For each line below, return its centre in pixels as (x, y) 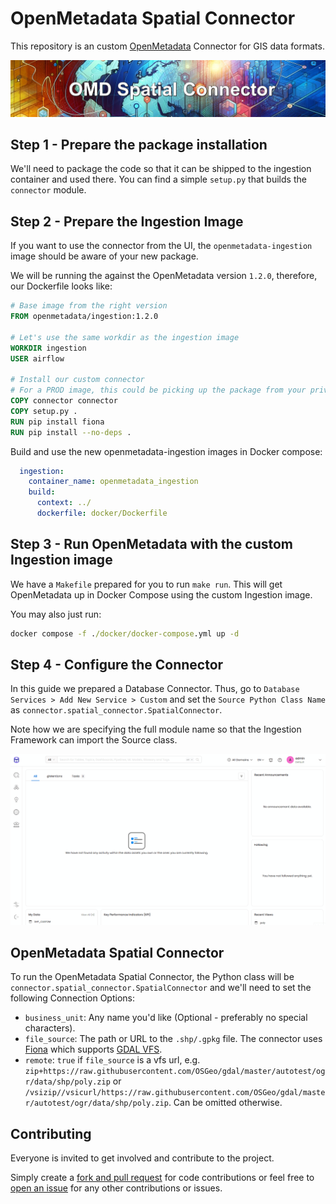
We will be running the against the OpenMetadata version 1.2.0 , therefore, (164, 276)
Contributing (51, 1133)
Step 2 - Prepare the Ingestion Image (127, 221)
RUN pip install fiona (57, 422)
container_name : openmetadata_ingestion (113, 482)
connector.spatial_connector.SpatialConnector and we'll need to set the (161, 988)
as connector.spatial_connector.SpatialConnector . (116, 710)
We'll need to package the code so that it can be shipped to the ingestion (161, 169)
